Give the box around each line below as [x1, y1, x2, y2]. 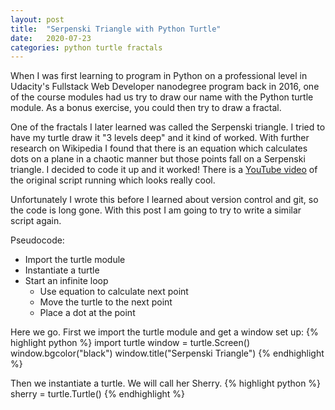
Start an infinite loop [24, 275, 109, 287]
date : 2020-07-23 [10, 33, 92, 43]
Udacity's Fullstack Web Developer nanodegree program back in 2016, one [10, 81, 320, 93]
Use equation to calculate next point [39, 286, 189, 298]
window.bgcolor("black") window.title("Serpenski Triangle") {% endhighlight [10, 347, 325, 360]
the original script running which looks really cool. [10, 174, 216, 186]
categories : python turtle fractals [10, 42, 163, 53]
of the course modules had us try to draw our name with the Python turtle [10, 91, 314, 103]
